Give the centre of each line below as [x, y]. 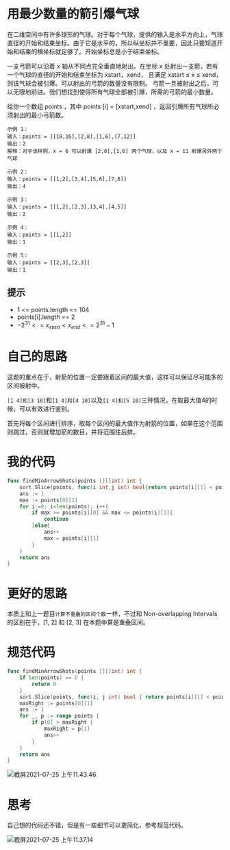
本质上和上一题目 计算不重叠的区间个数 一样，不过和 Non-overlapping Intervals [112, 614]
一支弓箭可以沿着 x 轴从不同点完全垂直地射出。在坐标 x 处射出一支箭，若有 [113, 66]
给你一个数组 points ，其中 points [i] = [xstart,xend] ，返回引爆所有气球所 [110, 106]
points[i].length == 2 [46, 317]
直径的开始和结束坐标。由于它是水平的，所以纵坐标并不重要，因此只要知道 [112, 43]
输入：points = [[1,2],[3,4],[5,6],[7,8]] [67, 179]
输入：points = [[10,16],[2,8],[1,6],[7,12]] [72, 137]
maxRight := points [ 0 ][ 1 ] [56, 703]
